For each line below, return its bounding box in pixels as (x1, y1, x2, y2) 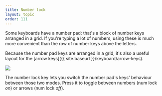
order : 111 (5, 16, 28, 21)
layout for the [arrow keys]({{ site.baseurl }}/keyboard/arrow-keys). (5, 56, 144, 62)
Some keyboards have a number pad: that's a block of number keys (5, 30, 145, 36)
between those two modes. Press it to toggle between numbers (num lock (5, 80, 157, 86)
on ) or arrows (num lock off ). (5, 85, 65, 91)
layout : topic (5, 12, 35, 17)
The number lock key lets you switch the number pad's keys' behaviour (5, 75, 152, 81)
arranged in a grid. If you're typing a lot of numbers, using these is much (5, 35, 154, 41)
